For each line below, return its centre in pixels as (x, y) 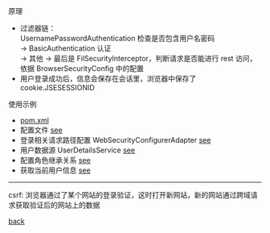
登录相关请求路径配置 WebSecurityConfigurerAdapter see (115, 140)
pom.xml (35, 120)
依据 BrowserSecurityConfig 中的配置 (82, 69)
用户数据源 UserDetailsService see (77, 150)
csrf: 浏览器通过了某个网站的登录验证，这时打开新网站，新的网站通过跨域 (130, 195)
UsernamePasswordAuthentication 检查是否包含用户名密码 (117, 38)
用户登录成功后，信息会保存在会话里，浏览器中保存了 (108, 79)
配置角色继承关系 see (55, 160)
